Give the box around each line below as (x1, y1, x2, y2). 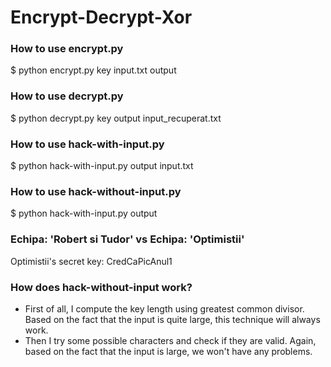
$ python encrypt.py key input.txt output (10, 64, 177, 76)
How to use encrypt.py (10, 42, 124, 56)
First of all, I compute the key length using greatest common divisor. (24, 302, 305, 315)
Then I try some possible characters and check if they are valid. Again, (24, 334, 317, 346)
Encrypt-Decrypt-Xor (10, 6, 193, 29)
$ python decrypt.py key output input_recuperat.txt (10, 112, 222, 124)
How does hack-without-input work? (10, 280, 193, 294)
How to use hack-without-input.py (10, 185, 182, 198)
